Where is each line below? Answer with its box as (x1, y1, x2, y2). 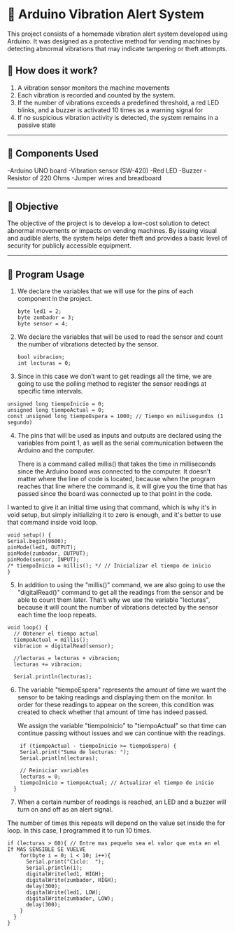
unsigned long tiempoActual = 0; (7, 407, 105, 414)
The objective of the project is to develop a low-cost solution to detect (7, 219, 210, 227)
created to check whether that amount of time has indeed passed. (17, 708, 208, 716)
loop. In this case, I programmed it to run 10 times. (7, 826, 152, 835)
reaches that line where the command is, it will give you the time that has (17, 482, 227, 490)
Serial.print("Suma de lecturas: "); (20, 749, 130, 756)
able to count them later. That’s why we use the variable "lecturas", (17, 596, 211, 604)
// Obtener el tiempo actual (13, 631, 99, 638)
